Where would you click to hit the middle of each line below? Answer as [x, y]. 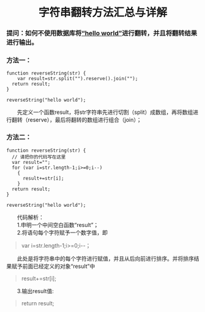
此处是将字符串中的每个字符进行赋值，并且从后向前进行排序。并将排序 [105, 258]
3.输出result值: [35, 291]
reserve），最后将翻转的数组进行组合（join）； [84, 120]
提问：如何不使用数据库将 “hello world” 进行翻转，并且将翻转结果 [102, 33]
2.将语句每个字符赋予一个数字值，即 [62, 232]
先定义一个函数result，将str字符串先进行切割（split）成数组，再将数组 [105, 112]
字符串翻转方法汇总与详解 [102, 13]
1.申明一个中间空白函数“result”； [58, 225]
